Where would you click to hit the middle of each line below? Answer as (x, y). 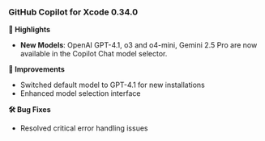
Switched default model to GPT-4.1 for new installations (112, 85)
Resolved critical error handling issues (84, 128)
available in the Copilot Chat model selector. (94, 54)
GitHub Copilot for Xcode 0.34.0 (73, 12)
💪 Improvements (36, 69)
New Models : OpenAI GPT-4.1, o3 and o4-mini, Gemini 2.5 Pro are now (139, 45)
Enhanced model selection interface (80, 93)
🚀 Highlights (30, 30)
